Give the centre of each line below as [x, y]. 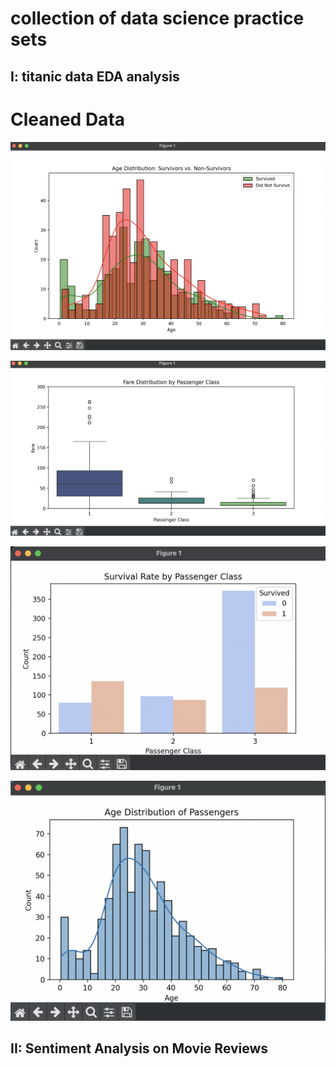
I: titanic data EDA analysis [95, 76]
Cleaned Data [68, 119]
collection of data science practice [157, 18]
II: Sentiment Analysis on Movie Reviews [139, 1048]
